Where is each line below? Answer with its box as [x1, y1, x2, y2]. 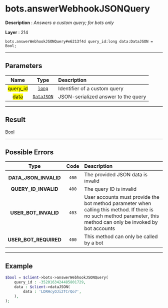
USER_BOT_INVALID [10, 209, 59, 216]
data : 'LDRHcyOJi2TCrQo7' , [23, 289, 81, 294]
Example [5, 261, 33, 270]
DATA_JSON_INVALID [8, 174, 61, 181]
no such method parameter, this [84, 212, 159, 219]
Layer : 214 [5, 29, 28, 35]
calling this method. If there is [84, 206, 153, 213]
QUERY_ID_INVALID [10, 186, 58, 193]
